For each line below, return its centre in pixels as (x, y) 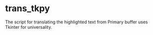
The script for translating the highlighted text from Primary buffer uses (76, 22)
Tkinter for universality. (29, 27)
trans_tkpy (28, 9)
